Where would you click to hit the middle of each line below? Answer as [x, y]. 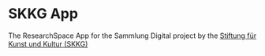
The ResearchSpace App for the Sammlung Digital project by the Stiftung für [132, 35]
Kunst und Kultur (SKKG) [48, 43]
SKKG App [43, 14]
